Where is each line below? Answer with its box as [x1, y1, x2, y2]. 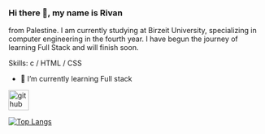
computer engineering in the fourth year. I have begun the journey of [8, 34, 238, 44]
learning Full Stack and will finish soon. [8, 43, 139, 52]
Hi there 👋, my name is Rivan [8, 7, 124, 19]
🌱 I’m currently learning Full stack [20, 74, 132, 84]
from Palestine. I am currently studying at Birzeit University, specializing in [8, 26, 258, 36]
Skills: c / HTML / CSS [8, 58, 83, 68]
